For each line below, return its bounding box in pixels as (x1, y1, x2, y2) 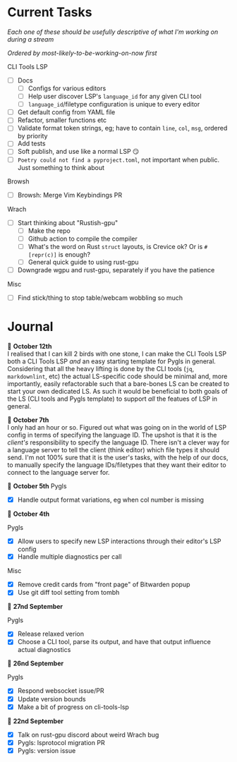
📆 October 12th (7, 342, 52, 350)
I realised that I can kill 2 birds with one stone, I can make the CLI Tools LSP (7, 350, 227, 358)
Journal (7, 319, 54, 335)
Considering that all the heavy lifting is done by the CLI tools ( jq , (7, 365, 195, 373)
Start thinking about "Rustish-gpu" (17, 218, 119, 226)
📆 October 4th (7, 509, 50, 519)
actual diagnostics (17, 646, 71, 654)
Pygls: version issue (17, 746, 76, 755)
